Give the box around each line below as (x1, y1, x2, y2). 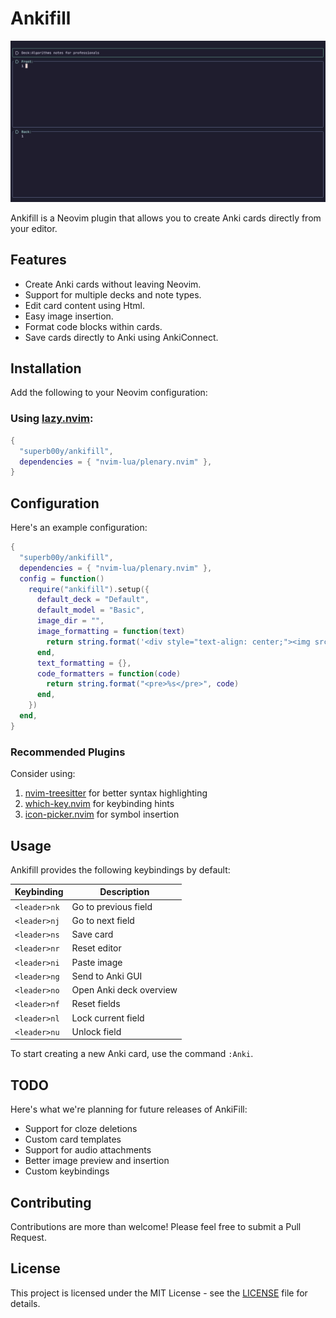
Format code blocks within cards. (24, 320, 163, 332)
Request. (10, 1232, 47, 1244)
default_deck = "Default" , (36, 595, 150, 605)
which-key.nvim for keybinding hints (24, 798, 175, 810)
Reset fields (71, 998, 121, 1010)
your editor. (10, 222, 58, 234)
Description (99, 886, 150, 898)
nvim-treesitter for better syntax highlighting (24, 787, 208, 799)
